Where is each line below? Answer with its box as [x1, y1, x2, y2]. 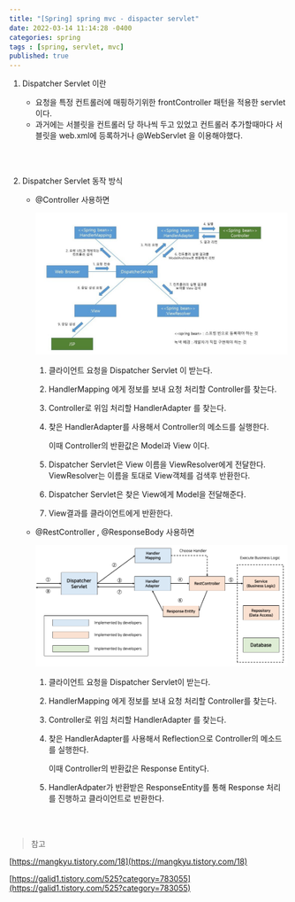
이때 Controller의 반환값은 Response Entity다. [48, 763, 209, 774]
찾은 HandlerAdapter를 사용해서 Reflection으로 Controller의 [48, 733, 259, 743]
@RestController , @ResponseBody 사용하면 [34, 526, 195, 537]
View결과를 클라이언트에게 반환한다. [48, 508, 174, 518]
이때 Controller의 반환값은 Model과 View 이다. [48, 439, 210, 451]
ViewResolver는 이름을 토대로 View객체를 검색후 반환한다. [48, 470, 251, 480]
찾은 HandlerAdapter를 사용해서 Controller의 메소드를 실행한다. [48, 421, 269, 432]
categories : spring [9, 33, 81, 42]
